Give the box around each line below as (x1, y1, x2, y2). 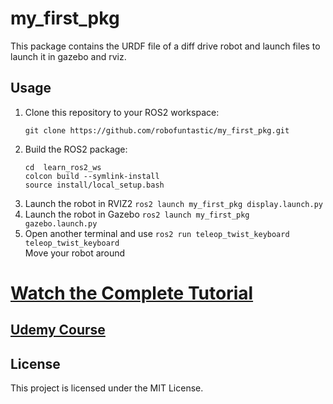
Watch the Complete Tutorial (10, 282, 254, 304)
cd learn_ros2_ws (24, 162, 102, 172)
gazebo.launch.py (24, 218, 98, 229)
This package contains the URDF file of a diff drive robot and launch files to (10, 40, 321, 52)
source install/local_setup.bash (24, 180, 165, 190)
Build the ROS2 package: (24, 143, 128, 155)
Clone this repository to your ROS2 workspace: (24, 106, 220, 118)
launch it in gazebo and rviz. (10, 50, 127, 62)
